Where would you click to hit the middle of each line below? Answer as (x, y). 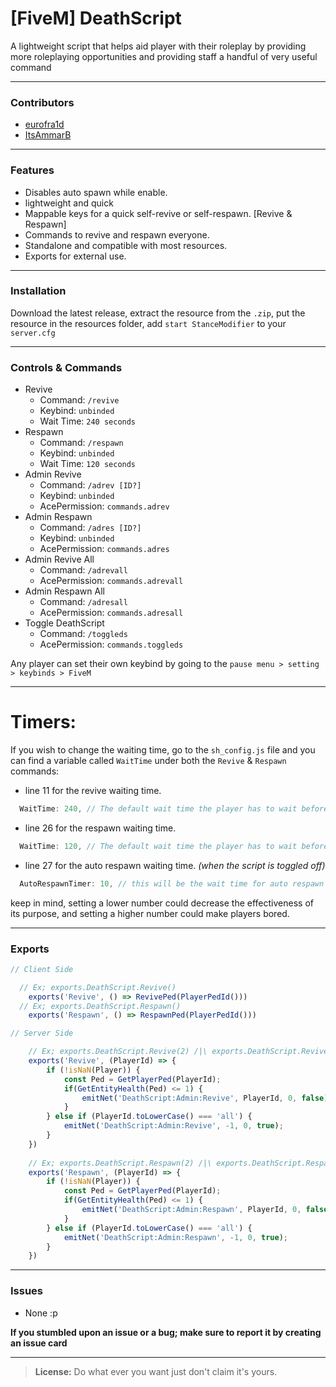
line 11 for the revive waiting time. (93, 791)
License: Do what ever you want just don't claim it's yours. (156, 1371)
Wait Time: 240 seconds (88, 421)
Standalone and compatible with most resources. (126, 245)
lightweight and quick (69, 203)
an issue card (39, 1343)
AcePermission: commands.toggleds (111, 644)
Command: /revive (79, 400)
